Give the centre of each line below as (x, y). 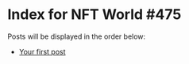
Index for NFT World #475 (94, 15)
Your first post (42, 51)
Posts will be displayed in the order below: (77, 36)
